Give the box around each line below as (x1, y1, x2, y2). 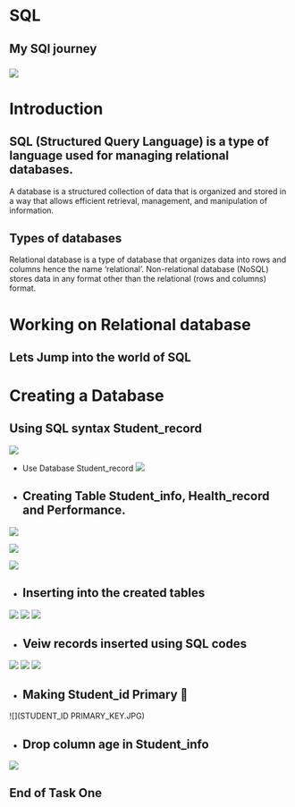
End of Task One (9, 786, 103, 801)
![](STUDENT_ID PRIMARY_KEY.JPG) (9, 710, 146, 721)
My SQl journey (9, 41, 97, 56)
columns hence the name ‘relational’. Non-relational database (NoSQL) (9, 264, 270, 275)
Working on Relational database (9, 314, 252, 335)
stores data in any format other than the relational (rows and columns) (9, 274, 266, 285)
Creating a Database (9, 386, 164, 406)
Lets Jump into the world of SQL (9, 350, 192, 365)
